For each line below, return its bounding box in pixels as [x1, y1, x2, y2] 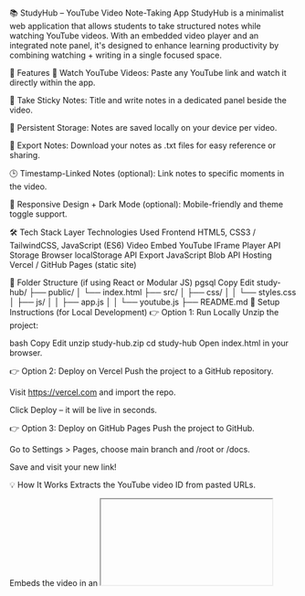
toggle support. [9, 208, 68, 219]
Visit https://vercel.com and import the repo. [9, 387, 176, 398]
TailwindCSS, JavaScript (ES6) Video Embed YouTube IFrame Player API [9, 240, 281, 250]
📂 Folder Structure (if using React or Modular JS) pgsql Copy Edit [9, 277, 255, 288]
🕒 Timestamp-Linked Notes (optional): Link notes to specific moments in [9, 168, 285, 178]
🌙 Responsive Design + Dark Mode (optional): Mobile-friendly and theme [9, 199, 284, 209]
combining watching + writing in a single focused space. [9, 49, 222, 60]
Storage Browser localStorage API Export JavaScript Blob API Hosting [9, 250, 272, 261]
